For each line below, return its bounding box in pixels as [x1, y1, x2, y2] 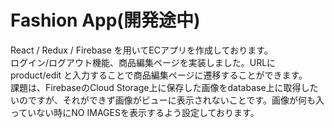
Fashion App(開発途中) [10, 9, 201, 32]
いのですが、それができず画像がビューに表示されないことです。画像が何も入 [10, 94, 325, 106]
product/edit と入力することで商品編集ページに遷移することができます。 [10, 69, 308, 81]
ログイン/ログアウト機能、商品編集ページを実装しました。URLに [10, 56, 277, 68]
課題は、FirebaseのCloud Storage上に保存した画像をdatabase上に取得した [10, 81, 319, 93]
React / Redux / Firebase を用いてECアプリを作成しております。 [10, 44, 273, 56]
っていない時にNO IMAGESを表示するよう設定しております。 [10, 106, 260, 118]
